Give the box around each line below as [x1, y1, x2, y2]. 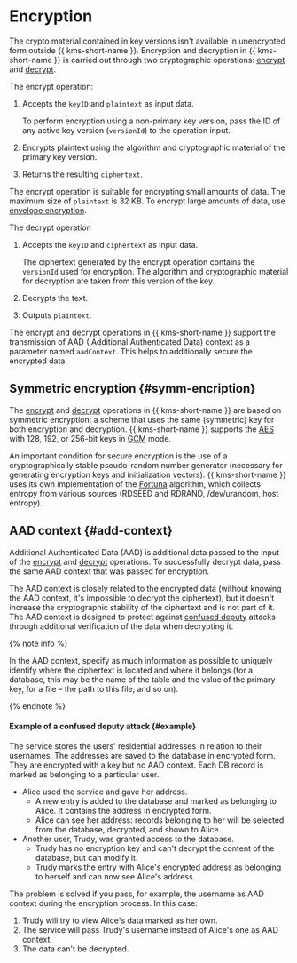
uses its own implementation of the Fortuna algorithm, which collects [9, 478, 262, 489]
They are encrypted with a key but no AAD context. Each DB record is [9, 760, 264, 770]
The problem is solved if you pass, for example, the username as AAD [9, 888, 264, 899]
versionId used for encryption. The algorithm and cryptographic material [21, 266, 289, 276]
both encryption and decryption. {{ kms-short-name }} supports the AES [9, 424, 275, 434]
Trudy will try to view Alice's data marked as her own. [21, 915, 219, 926]
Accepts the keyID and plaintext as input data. [21, 98, 194, 108]
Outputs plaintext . [21, 309, 92, 321]
